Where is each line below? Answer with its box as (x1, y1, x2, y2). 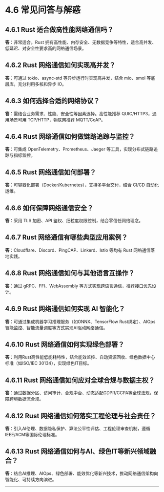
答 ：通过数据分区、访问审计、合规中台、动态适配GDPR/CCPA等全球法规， (5, 390, 154, 396)
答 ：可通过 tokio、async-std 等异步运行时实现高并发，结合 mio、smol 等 (5, 75, 151, 81)
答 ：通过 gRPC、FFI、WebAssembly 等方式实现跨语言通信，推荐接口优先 (5, 283, 152, 289)
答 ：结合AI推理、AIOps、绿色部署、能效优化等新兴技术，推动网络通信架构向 (5, 470, 159, 476)
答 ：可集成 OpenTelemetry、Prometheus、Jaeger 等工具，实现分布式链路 (5, 146, 154, 152)
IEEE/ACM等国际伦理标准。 (5, 431, 60, 437)
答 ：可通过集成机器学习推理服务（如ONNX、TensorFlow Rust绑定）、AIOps (5, 319, 156, 324)
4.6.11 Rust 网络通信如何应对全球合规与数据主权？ (5, 376, 155, 384)
